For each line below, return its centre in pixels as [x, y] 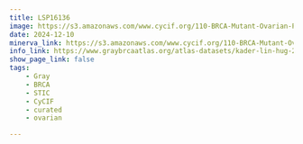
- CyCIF [40, 101]
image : [22, 26]
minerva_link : [36, 43]
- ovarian [44, 118]
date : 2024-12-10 [42, 34]
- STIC [38, 93]
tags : [19, 68]
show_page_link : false [52, 59]
